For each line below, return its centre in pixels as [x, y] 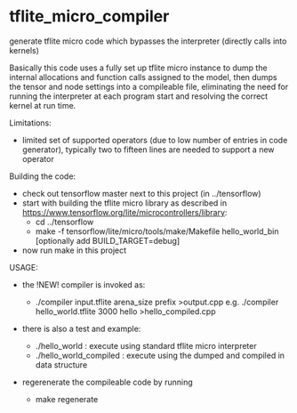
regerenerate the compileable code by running [107, 382]
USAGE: [24, 267]
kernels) [24, 50]
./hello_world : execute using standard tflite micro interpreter [146, 345]
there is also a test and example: [81, 328]
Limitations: [30, 123]
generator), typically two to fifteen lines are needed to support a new [148, 150]
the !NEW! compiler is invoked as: [84, 284]
